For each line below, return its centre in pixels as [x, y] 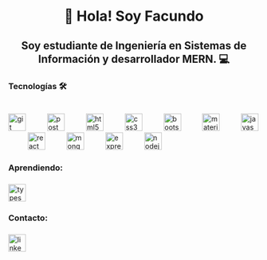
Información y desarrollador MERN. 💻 [134, 59]
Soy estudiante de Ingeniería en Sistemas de [134, 46]
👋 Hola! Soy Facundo [134, 16]
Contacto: [28, 218]
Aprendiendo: [36, 168]
